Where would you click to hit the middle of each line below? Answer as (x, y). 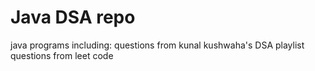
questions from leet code (62, 55)
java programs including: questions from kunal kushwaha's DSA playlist (157, 45)
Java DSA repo (73, 17)
